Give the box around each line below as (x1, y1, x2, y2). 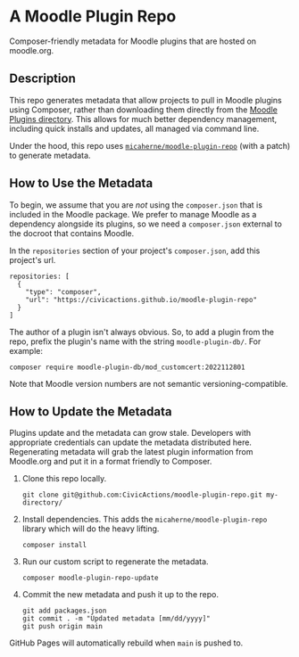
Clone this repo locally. (21, 473, 107, 484)
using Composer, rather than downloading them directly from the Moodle (9, 104, 278, 115)
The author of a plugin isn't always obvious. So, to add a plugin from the (9, 326, 275, 337)
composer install (21, 541, 87, 550)
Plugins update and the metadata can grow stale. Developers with (9, 428, 252, 439)
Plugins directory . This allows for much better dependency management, (9, 113, 278, 124)
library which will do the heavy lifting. (21, 523, 160, 534)
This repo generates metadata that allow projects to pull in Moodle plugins (9, 94, 283, 105)
